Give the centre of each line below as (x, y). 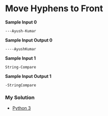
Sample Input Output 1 (28, 76)
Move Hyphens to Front (54, 9)
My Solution (20, 97)
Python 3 (21, 108)
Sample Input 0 (21, 22)
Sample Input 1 (20, 58)
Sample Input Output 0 (29, 40)
